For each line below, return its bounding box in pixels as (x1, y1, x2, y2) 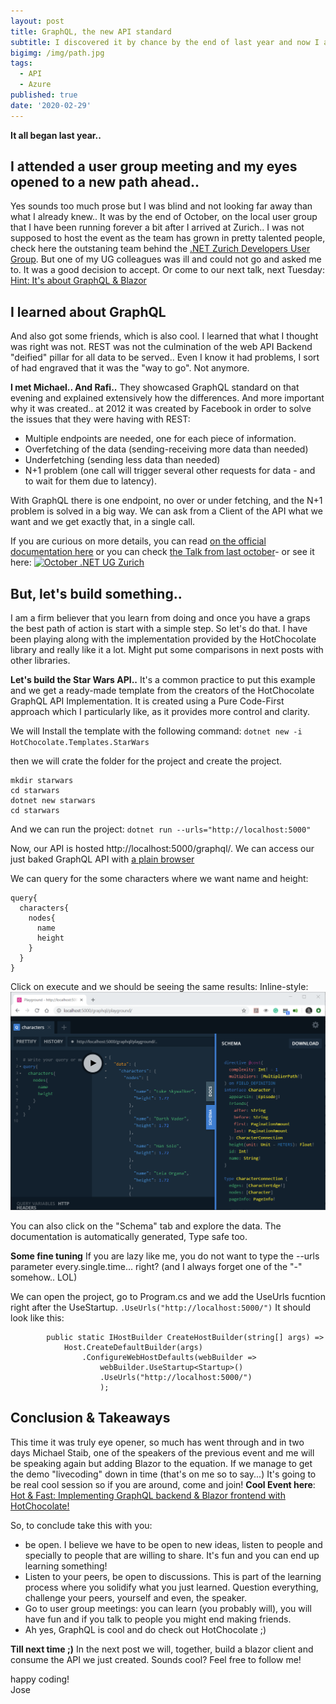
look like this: (10, 1312, 65, 1324)
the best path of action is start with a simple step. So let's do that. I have (10, 623, 308, 635)
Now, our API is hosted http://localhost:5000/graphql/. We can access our (10, 843, 315, 855)
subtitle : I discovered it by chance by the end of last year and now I (10, 37, 320, 47)
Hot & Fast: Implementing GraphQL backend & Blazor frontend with (10, 1489, 286, 1501)
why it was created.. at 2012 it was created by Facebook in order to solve (10, 403, 312, 415)
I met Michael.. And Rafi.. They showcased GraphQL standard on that (10, 381, 300, 394)
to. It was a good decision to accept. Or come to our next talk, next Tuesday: (10, 264, 325, 276)
